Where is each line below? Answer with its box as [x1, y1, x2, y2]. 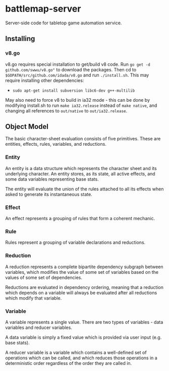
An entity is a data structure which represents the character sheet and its [5, 165, 157, 171]
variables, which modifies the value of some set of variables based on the [5, 269, 159, 275]
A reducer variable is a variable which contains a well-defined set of [5, 349, 147, 355]
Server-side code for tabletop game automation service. [5, 20, 122, 26]
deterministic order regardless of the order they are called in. [5, 360, 132, 366]
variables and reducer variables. [5, 324, 72, 331]
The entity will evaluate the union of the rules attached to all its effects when [5, 186, 164, 192]
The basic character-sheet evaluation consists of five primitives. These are [5, 136, 161, 142]
